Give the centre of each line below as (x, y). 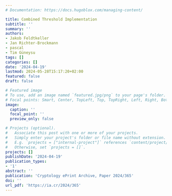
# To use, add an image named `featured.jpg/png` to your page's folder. (86, 95)
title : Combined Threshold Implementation (51, 19)
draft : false (19, 81)
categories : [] (21, 62)
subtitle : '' (19, 24)
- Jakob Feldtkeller (27, 38)
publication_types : (26, 162)
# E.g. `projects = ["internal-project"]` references (66, 142)
